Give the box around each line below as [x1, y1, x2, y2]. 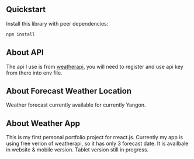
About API [6, 48, 44, 58]
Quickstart [6, 5, 46, 15]
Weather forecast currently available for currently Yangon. [6, 101, 146, 108]
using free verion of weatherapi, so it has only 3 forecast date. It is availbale [6, 140, 189, 147]
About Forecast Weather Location [6, 86, 132, 96]
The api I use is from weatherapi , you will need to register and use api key [6, 63, 183, 70]
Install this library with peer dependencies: [6, 20, 109, 27]
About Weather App [6, 118, 81, 128]
